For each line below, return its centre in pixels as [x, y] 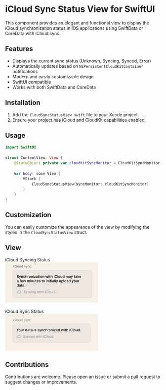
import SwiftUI [21, 147]
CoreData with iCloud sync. [33, 33]
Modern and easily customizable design [53, 76]
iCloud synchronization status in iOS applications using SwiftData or [74, 28]
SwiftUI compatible [32, 82]
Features [19, 49]
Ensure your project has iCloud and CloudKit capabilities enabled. [79, 120]
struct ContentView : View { [34, 158]
